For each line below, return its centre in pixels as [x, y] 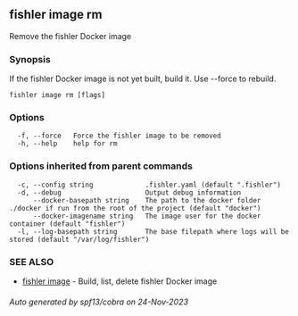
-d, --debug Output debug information [129, 192]
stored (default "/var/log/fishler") [79, 239]
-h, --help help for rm [67, 144]
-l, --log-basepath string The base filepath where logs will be [153, 231]
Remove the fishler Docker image [70, 36]
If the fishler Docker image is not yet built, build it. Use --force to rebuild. [143, 79]
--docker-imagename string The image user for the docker [147, 216]
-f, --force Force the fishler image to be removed [119, 136]
